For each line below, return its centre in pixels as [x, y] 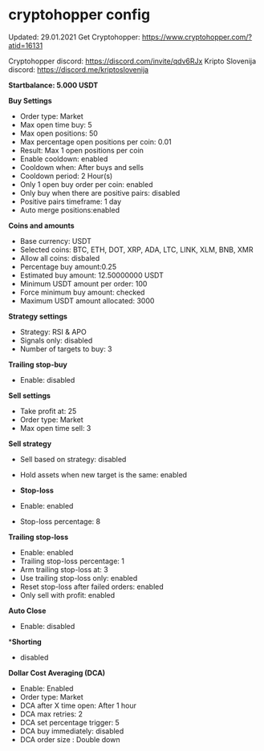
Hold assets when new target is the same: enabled [103, 474]
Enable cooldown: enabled [64, 159]
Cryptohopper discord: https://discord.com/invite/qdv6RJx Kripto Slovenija [132, 61]
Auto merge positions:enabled [70, 209]
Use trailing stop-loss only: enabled [79, 578]
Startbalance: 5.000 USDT [53, 85]
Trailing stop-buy [38, 364]
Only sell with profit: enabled [67, 595]
